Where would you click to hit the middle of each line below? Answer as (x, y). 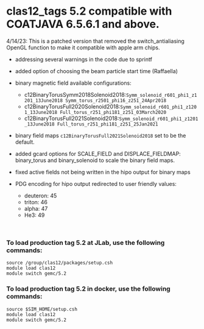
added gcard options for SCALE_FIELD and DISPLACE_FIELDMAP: (98, 154)
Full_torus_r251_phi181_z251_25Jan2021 (107, 124)
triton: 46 (36, 202)
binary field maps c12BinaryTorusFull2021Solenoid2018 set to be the (100, 135)
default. (25, 142)
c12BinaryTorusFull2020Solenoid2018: (72, 106)
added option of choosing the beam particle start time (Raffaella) (97, 71)
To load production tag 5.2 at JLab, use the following (86, 242)
